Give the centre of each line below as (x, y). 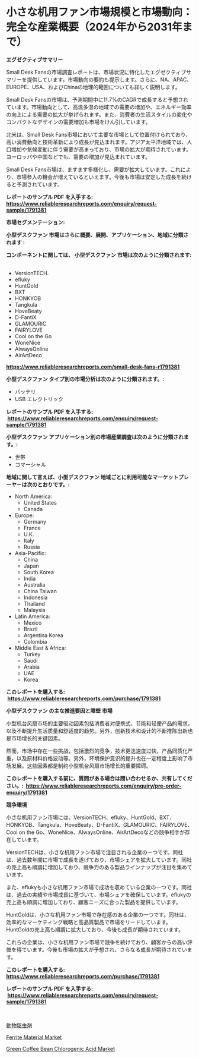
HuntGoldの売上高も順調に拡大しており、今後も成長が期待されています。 (95, 929)
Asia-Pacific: (30, 553)
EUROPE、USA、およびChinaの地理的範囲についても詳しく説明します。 (93, 87)
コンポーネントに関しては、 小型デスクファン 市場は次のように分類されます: (99, 255)
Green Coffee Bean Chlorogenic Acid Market (61, 1048)
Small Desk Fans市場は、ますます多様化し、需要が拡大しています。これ (93, 169)
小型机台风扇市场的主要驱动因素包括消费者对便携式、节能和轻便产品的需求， (99, 723)
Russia (32, 547)
